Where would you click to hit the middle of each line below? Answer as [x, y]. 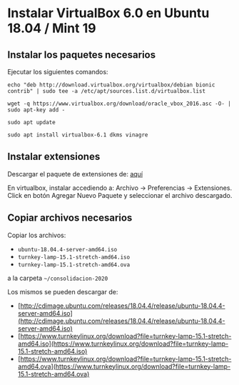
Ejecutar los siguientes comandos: [58, 72]
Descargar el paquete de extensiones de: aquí [75, 174]
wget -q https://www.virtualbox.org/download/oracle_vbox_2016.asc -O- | [119, 104]
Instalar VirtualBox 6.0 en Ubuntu [108, 13]
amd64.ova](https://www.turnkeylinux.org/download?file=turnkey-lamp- [124, 366]
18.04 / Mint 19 [52, 28]
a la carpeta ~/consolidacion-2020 [58, 278]
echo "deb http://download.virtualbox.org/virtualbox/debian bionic [111, 85]
